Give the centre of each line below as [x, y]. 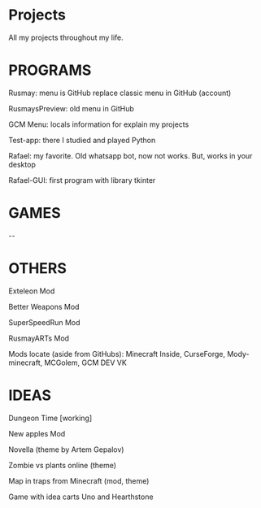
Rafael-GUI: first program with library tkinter [82, 180]
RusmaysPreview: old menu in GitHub [71, 108]
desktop [22, 164]
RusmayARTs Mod [39, 338]
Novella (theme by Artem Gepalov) [66, 449]
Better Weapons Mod [44, 306]
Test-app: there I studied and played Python [82, 140]
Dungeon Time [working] [50, 418]
